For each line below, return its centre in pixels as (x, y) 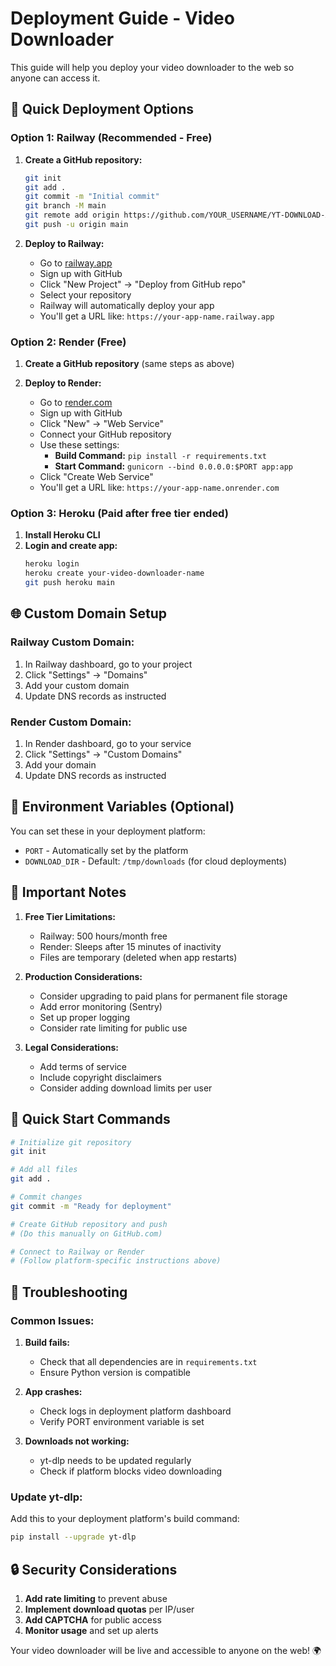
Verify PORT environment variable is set (122, 1421)
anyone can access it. (55, 78)
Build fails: (47, 1342)
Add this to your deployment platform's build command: (125, 1519)
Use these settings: (79, 445)
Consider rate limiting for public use (113, 1028)
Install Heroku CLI (62, 535)
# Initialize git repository (71, 1142)
